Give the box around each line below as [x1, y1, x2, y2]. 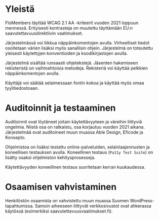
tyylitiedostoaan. [5, 85, 39, 91]
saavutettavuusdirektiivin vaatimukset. [5, 30, 83, 36]
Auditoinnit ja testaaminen [5, 103, 116, 114]
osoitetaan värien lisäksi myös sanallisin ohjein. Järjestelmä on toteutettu [5, 45, 153, 51]
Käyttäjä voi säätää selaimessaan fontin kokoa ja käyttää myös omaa [5, 80, 144, 86]
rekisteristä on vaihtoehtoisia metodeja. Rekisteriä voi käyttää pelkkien [5, 65, 148, 71]
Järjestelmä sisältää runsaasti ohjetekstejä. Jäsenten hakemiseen [5, 60, 138, 66]
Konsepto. [5, 134, 26, 140]
